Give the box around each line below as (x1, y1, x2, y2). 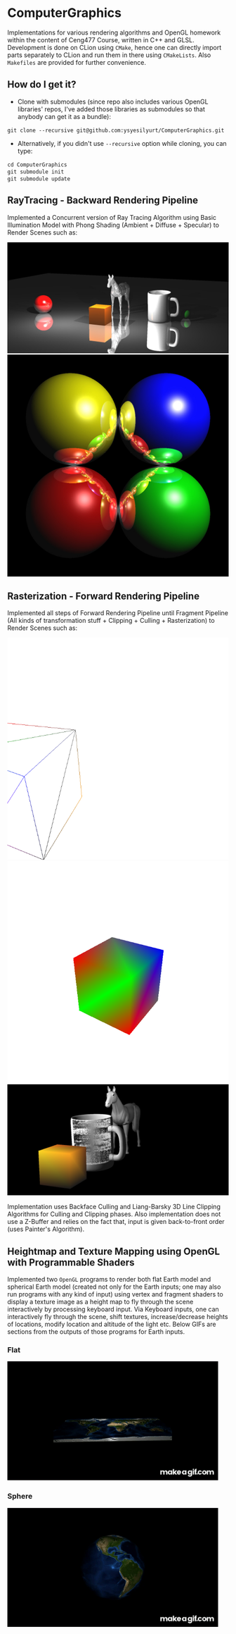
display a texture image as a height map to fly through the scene (7, 1298, 194, 1306)
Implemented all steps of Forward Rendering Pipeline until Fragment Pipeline (7, 609, 229, 617)
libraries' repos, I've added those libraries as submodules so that (17, 104, 205, 113)
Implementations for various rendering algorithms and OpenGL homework (7, 28, 221, 37)
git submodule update (7, 175, 71, 182)
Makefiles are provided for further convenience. (7, 58, 146, 66)
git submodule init (7, 168, 65, 175)
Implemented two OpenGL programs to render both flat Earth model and (7, 1275, 211, 1284)
